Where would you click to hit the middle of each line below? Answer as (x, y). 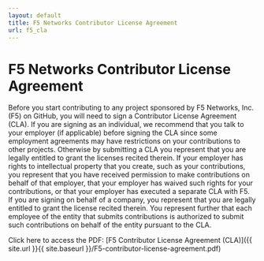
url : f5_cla (28, 30)
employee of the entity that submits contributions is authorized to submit (126, 217)
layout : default (35, 15)
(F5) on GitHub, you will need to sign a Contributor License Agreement (123, 116)
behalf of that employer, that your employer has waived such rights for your (131, 183)
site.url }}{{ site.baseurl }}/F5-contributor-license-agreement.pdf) (115, 248)
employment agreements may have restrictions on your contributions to (124, 141)
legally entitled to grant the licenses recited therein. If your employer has (126, 158)
